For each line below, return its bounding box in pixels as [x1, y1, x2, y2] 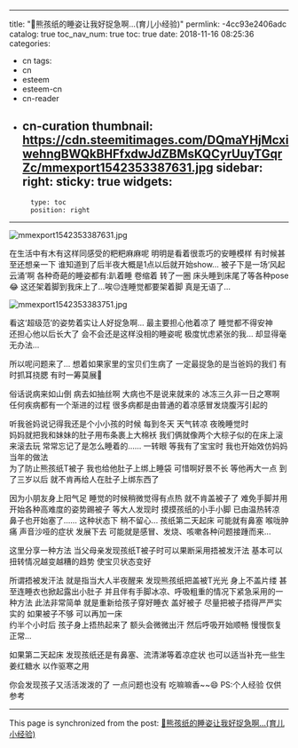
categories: [9, 38, 51, 49]
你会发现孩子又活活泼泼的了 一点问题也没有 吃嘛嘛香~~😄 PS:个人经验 [9, 679, 264, 689]
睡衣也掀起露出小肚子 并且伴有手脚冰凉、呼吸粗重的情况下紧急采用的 [24, 585, 276, 596]
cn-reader [21, 93, 59, 103]
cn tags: [21, 55, 52, 66]
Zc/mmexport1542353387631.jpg [21, 161, 214, 176]
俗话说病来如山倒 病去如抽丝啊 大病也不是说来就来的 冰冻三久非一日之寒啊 [9, 388, 280, 399]
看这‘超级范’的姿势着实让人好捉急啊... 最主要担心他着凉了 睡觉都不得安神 [9, 317, 273, 328]
